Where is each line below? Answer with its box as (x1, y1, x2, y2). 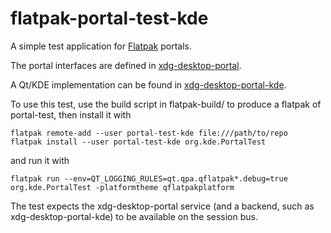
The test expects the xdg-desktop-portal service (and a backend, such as (10, 200, 315, 212)
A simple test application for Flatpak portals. (10, 40, 193, 52)
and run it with (10, 154, 70, 166)
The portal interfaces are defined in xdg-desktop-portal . (10, 59, 242, 71)
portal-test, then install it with (10, 108, 132, 121)
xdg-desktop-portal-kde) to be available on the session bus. (10, 210, 258, 222)
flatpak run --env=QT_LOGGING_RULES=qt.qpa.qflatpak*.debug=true (10, 173, 288, 184)
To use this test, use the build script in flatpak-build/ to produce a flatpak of (10, 98, 322, 110)
